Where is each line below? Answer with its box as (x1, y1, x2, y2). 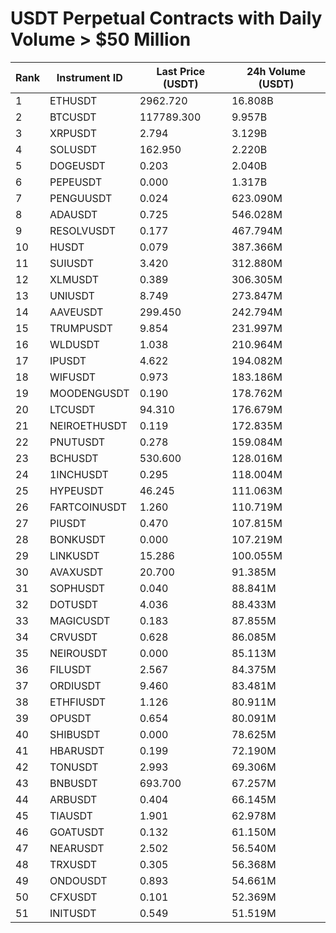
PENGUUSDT (49, 191, 113, 205)
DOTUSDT (49, 597, 99, 611)
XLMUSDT (49, 272, 99, 286)
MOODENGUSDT (49, 386, 130, 400)
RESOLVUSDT (49, 223, 116, 237)
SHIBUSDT (49, 727, 101, 741)
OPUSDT (49, 711, 92, 725)
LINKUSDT (49, 548, 100, 562)
